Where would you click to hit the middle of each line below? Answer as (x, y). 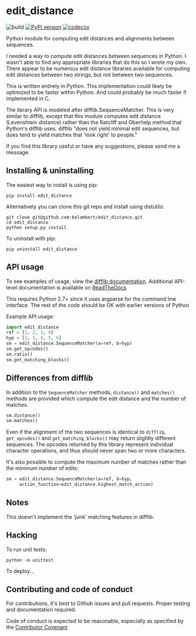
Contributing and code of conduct (70, 589)
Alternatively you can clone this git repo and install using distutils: (85, 206)
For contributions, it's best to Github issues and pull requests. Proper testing (98, 603)
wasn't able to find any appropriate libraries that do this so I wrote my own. (97, 62)
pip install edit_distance (39, 195)
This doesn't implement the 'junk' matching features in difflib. (80, 516)
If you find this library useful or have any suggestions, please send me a (93, 146)
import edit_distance (33, 327)
